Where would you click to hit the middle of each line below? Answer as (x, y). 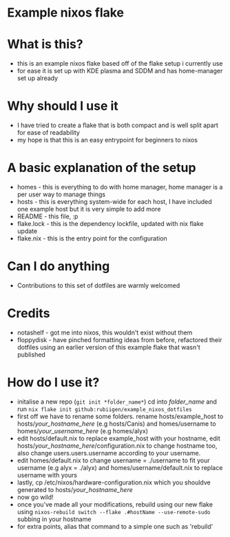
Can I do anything (59, 266)
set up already (38, 78)
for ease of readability (49, 133)
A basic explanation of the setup (102, 168)
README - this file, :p (48, 216)
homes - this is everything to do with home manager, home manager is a (120, 187)
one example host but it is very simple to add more (89, 209)
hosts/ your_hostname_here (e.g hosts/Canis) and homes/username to (116, 424)
